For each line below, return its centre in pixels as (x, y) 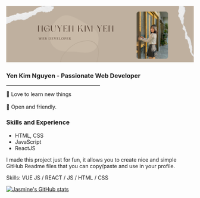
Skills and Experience (38, 122)
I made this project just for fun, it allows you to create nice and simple (91, 160)
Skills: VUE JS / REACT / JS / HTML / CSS (57, 177)
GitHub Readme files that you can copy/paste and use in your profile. (91, 166)
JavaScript (28, 142)
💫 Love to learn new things (39, 94)
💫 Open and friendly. (32, 107)
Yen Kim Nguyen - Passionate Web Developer (74, 76)
